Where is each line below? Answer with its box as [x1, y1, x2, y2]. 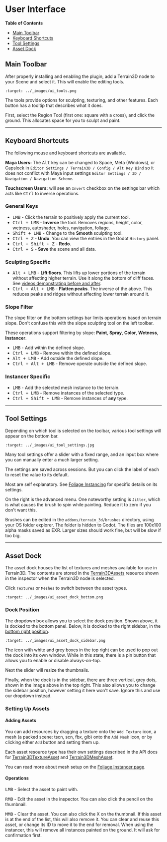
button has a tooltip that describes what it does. [5, 102, 103, 108]
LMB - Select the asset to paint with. [5, 787, 79, 792]
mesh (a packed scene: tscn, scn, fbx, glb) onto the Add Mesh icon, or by [5, 734, 153, 740]
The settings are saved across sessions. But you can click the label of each [5, 466, 159, 472]
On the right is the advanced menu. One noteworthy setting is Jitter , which [5, 496, 161, 502]
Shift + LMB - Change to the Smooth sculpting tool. [12, 230, 123, 236]
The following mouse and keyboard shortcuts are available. [5, 150, 127, 156]
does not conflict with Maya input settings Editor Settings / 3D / [5, 170, 142, 176]
